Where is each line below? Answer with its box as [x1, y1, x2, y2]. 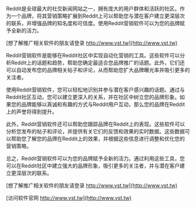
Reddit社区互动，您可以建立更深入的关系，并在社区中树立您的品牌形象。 [6, 94, 180, 101]
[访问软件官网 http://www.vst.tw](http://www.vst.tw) [6, 195, 132, 201]
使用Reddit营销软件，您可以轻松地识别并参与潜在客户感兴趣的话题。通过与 [6, 87, 185, 93]
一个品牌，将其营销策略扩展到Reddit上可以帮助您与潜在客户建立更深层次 [10, 12, 185, 19]
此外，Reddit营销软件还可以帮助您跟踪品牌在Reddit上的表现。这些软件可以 [6, 120, 185, 127]
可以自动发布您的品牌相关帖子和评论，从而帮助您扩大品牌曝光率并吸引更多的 [6, 67, 190, 73]
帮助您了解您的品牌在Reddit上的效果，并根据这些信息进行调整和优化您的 [10, 135, 185, 142]
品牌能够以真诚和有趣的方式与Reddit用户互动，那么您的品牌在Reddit [21, 101, 185, 108]
